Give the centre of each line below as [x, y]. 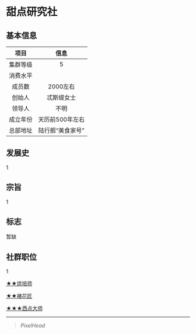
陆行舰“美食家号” [61, 130]
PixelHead [33, 326]
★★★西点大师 [24, 308]
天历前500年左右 [62, 119]
